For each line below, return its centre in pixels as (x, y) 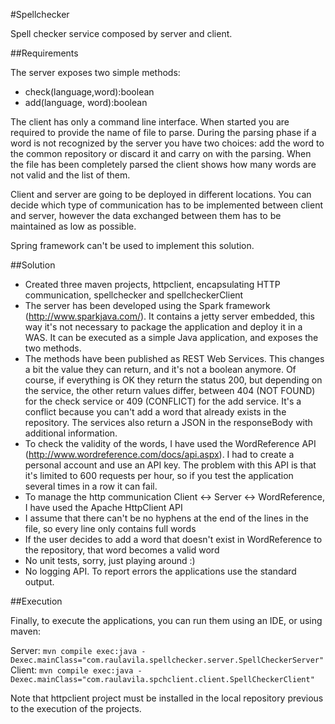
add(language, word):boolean (86, 102)
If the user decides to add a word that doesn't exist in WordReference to (173, 539)
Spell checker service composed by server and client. (121, 33)
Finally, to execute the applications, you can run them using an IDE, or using (166, 620)
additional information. (71, 433)
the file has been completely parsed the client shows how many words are (163, 164)
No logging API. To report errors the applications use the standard (160, 571)
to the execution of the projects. (76, 708)
